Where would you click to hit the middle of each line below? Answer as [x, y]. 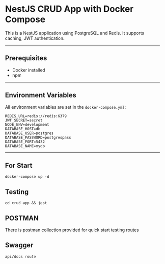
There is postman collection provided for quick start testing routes [72, 230]
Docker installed [29, 70]
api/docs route [21, 256]
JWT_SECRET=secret [24, 120]
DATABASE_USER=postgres [29, 133]
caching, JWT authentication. [35, 38]
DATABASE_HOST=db [23, 129]
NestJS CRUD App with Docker [69, 9]
